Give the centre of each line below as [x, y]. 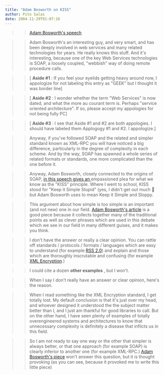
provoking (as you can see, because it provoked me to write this [94, 362]
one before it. [43, 164]
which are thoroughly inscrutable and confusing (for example [91, 256]
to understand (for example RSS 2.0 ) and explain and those [89, 251]
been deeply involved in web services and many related [86, 48]
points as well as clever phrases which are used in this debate [92, 220]
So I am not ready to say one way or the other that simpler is [90, 341]
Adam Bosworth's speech [55, 33]
